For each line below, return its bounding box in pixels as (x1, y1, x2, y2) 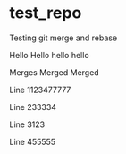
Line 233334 (9, 101, 56, 112)
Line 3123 (9, 119, 46, 130)
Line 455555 (9, 136, 56, 147)
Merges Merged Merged (9, 66, 100, 78)
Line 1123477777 (9, 84, 71, 95)
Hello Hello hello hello (9, 49, 89, 60)
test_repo (9, 3, 82, 23)
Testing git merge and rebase (9, 32, 118, 43)
